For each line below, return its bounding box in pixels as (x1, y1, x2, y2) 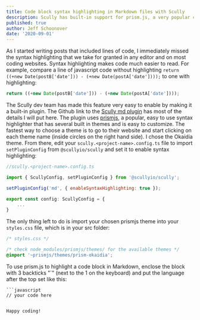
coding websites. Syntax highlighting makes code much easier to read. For (6, 60, 189, 67)
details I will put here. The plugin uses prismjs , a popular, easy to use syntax (6, 114, 193, 121)
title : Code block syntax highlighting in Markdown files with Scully (6, 8, 185, 15)
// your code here (6, 292, 52, 299)
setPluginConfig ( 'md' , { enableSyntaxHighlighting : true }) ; (6, 185, 161, 191)
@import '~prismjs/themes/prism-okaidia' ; (6, 252, 113, 258)
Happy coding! (6, 308, 42, 314)
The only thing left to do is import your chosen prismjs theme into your (6, 218, 179, 225)
